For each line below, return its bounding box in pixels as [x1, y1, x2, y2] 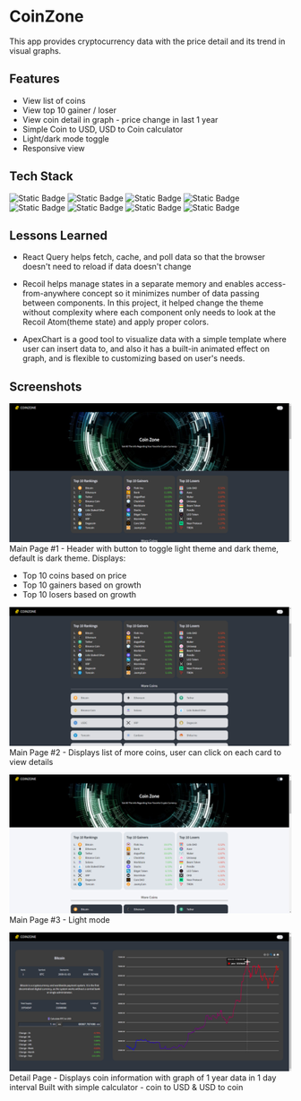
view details [9, 757, 54, 768]
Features [9, 72, 60, 87]
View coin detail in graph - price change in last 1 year [21, 114, 219, 125]
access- [255, 279, 287, 289]
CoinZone [9, 6, 84, 27]
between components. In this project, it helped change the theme [21, 297, 264, 308]
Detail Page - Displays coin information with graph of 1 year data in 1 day [9, 1072, 277, 1083]
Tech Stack [9, 168, 73, 185]
